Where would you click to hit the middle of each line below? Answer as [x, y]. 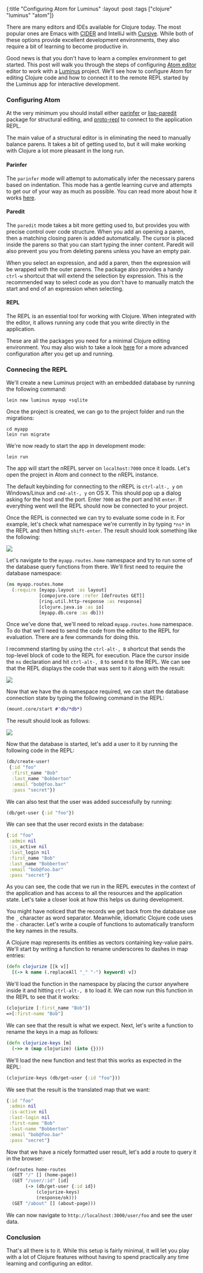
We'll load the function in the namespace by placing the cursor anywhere [98, 984]
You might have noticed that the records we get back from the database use [101, 912]
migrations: [20, 418]
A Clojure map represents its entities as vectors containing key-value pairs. [100, 943]
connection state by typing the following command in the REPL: [85, 698]
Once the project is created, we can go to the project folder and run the [95, 412]
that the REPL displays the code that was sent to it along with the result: [96, 668]
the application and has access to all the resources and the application [95, 893]
